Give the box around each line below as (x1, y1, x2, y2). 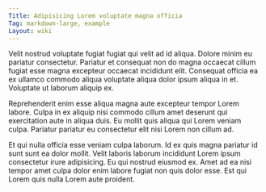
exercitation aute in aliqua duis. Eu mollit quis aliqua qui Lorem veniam (8, 116, 242, 126)
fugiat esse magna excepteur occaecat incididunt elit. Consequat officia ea (8, 66, 259, 76)
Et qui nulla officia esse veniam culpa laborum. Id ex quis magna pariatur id (8, 140, 259, 150)
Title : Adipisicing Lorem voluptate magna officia (8, 11, 183, 20)
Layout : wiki (8, 27, 53, 35)
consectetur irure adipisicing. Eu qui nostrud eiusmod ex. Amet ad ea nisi (8, 157, 252, 167)
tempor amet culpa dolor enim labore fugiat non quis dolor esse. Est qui (8, 166, 247, 176)
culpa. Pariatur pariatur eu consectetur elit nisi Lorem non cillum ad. (8, 124, 234, 134)
